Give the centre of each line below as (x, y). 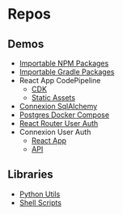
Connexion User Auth (55, 132)
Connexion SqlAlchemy (58, 106)
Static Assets (53, 97)
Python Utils (40, 194)
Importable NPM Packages (64, 63)
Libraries (30, 175)
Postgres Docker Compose (64, 115)
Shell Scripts (40, 202)
